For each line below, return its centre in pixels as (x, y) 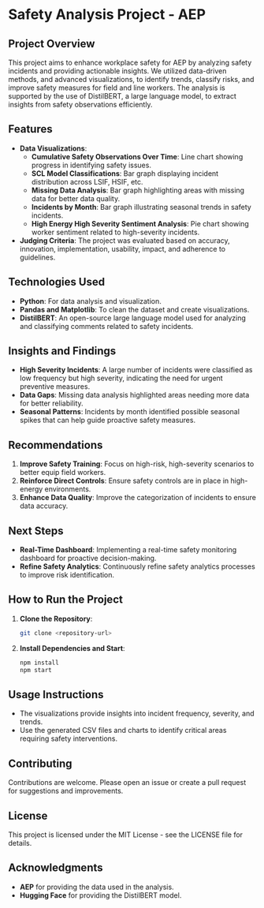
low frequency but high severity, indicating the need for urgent (121, 378)
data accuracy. (44, 506)
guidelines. (37, 257)
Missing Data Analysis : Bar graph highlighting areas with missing (138, 190)
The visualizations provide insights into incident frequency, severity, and (137, 714)
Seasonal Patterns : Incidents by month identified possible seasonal (130, 412)
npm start (36, 670)
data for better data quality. (76, 198)
